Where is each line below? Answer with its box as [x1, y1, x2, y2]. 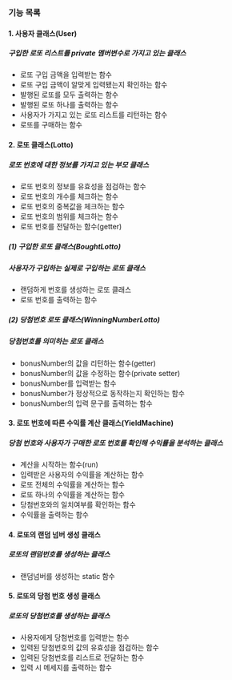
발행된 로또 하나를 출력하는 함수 [19, 100, 118, 110]
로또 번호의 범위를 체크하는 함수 [19, 212, 118, 221]
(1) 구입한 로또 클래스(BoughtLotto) [8, 241, 122, 251]
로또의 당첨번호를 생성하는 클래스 [8, 611, 110, 621]
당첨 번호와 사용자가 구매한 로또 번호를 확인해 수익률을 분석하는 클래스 [8, 438, 224, 447]
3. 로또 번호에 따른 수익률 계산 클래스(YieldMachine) [8, 419, 174, 428]
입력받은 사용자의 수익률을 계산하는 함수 [19, 470, 145, 480]
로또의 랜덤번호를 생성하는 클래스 [8, 549, 110, 559]
